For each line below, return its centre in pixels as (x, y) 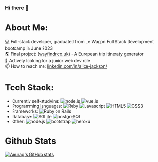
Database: (22, 116)
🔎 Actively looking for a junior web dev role (48, 60)
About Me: (27, 28)
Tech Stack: (29, 88)
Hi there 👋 (17, 8)
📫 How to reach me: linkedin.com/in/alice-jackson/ (56, 66)
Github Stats (31, 141)
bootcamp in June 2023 (29, 48)
